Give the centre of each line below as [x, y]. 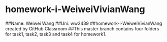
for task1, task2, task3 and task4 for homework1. [56, 34]
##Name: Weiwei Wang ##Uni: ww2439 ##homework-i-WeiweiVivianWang [84, 23]
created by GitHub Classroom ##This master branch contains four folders [82, 28]
